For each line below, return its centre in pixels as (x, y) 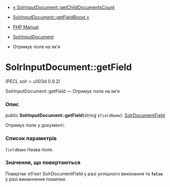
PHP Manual (26, 27)
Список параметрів (31, 138)
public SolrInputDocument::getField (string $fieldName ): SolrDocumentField (85, 115)
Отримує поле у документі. (35, 125)
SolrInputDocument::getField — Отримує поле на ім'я (63, 91)
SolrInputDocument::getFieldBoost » (51, 17)
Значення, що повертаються (43, 163)
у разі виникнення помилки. (36, 179)
